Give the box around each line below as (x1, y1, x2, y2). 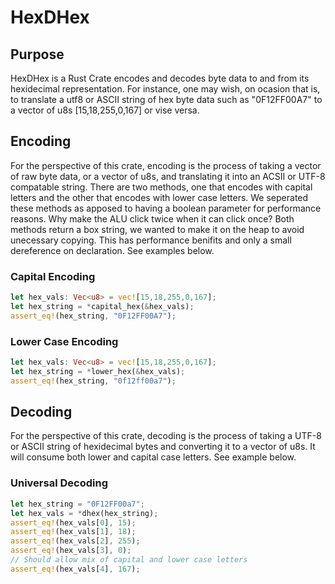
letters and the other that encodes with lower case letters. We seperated (10, 191, 309, 203)
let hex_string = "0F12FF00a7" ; (10, 499, 145, 509)
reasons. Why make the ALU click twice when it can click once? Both (10, 212, 295, 225)
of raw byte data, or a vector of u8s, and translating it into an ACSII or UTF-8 (10, 170, 326, 182)
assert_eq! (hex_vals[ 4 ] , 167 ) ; (10, 564, 141, 574)
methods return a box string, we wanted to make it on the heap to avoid (10, 223, 305, 235)
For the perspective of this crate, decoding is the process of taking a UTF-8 (10, 430, 322, 442)
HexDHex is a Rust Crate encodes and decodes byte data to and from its (10, 72, 310, 84)
